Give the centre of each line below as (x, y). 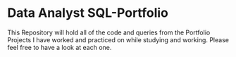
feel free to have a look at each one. (60, 47)
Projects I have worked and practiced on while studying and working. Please (118, 39)
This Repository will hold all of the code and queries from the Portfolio (109, 32)
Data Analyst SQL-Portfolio (88, 13)
